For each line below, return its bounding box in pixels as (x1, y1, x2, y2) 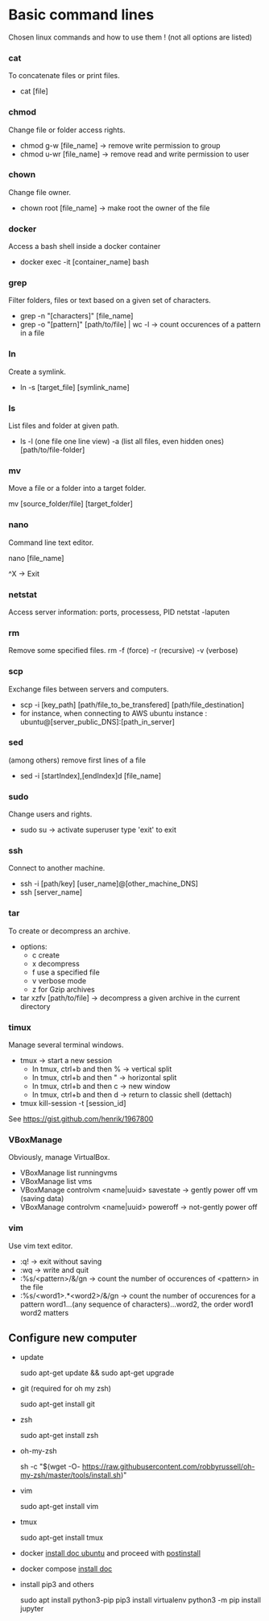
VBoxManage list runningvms (19, 1168, 118, 1178)
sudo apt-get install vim (19, 1502, 99, 1511)
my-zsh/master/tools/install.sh (19, 1470, 122, 1480)
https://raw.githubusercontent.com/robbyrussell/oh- (81, 1461, 255, 1472)
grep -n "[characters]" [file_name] (19, 311, 134, 321)
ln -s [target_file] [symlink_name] (19, 382, 130, 392)
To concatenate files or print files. (8, 71, 120, 81)
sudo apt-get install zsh (19, 1431, 99, 1440)
